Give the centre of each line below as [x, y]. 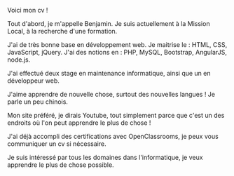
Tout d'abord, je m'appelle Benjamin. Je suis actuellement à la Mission [109, 23]
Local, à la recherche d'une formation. [62, 31]
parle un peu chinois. [38, 102]
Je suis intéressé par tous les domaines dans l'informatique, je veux [105, 157]
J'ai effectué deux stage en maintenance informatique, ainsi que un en [109, 73]
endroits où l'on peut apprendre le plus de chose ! [79, 123]
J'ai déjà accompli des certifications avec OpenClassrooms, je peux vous [113, 136]
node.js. [19, 60]
